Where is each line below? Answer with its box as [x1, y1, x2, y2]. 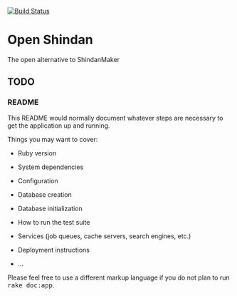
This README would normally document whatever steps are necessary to [7, 113, 223, 122]
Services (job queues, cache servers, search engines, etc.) [17, 232, 191, 240]
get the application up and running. [7, 121, 110, 130]
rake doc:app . [7, 280, 55, 289]
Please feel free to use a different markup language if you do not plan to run [7, 273, 230, 282]
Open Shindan [7, 32, 94, 48]
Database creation [17, 190, 73, 199]
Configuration [17, 176, 58, 185]
